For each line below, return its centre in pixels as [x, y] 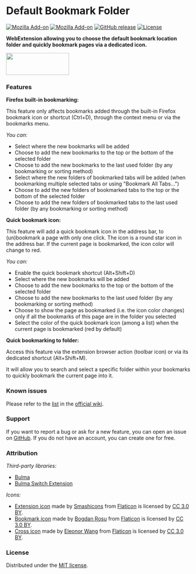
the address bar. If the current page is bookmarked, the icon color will [90, 244]
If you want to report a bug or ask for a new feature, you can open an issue [96, 431]
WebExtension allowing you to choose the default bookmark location [92, 38]
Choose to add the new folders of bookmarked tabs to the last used [96, 202]
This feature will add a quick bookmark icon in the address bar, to [85, 232]
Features [19, 87]
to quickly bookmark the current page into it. [60, 376]
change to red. [24, 250]
